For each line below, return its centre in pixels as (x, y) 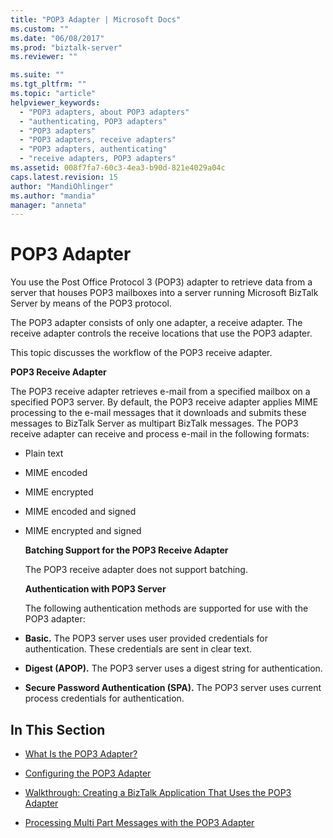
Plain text (44, 453)
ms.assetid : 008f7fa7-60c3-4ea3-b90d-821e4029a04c (118, 168)
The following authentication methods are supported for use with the (166, 608)
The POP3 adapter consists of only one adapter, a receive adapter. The (156, 323)
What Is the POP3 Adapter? (81, 754)
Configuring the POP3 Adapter (88, 773)
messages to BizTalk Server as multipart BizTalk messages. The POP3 (154, 423)
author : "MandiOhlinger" (62, 186)
